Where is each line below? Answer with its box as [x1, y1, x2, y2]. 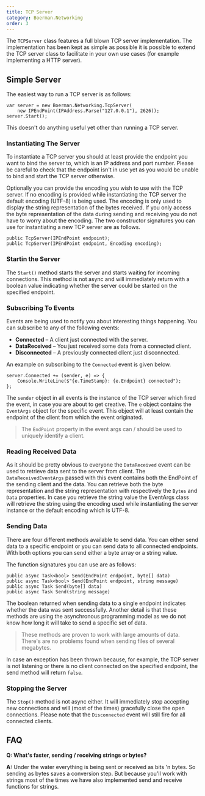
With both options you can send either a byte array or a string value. [6, 549, 178, 556]
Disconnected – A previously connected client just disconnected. [15, 349, 180, 356]
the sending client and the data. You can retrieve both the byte [6, 481, 164, 488]
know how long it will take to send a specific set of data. [6, 619, 148, 626]
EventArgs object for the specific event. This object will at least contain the [6, 407, 193, 415]
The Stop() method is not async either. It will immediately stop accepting [6, 697, 189, 705]
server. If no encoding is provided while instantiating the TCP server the [6, 191, 187, 198]
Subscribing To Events [6, 304, 75, 312]
